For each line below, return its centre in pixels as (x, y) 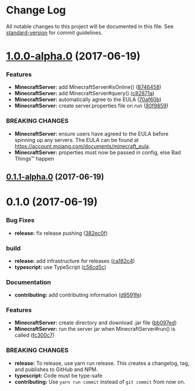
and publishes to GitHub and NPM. (56, 369)
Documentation (29, 282)
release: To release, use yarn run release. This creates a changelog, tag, (102, 363)
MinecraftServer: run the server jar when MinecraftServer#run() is (95, 329)
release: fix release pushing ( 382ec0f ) (61, 233)
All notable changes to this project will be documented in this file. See (90, 26)
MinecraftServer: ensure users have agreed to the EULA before (91, 134)
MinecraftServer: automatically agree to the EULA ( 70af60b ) (88, 99)
